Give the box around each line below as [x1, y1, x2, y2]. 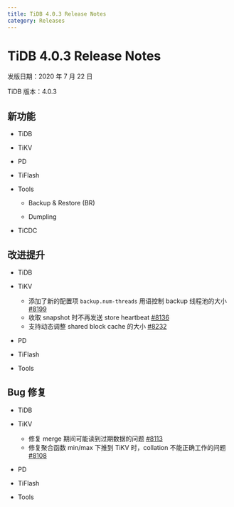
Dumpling [28, 212, 57, 221]
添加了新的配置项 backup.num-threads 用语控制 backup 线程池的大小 [28, 297, 228, 305]
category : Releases [7, 17, 65, 24]
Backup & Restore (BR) [28, 199, 95, 208]
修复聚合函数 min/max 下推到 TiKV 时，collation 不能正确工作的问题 [28, 443, 226, 451]
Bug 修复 [7, 386, 47, 399]
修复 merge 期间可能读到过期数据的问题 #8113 [28, 434, 164, 443]
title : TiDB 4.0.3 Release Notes [7, 10, 107, 18]
